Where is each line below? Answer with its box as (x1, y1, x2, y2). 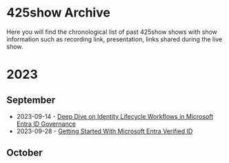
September (6, 94, 56, 106)
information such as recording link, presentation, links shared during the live (6, 35, 223, 43)
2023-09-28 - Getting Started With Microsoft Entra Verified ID (16, 126, 193, 135)
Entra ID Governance (16, 119, 77, 128)
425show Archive (6, 5, 111, 21)
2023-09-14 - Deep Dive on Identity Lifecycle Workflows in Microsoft (16, 112, 214, 120)
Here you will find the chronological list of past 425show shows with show (6, 28, 218, 36)
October (6, 147, 43, 159)
